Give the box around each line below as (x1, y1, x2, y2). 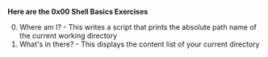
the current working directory (19, 31, 118, 40)
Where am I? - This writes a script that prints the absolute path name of (19, 22, 258, 31)
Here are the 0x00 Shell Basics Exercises (7, 7, 149, 16)
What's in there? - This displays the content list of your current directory (19, 39, 260, 49)
